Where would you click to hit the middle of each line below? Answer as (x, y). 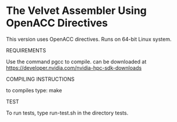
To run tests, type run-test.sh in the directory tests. (67, 113)
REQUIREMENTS (26, 50)
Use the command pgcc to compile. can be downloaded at (76, 62)
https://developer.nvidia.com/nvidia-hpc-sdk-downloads (74, 67)
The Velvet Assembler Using (77, 11)
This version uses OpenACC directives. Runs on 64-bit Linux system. (89, 39)
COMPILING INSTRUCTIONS (40, 79)
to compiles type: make (34, 90)
